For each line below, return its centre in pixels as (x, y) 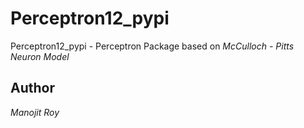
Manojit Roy (35, 112)
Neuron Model (40, 56)
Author (32, 88)
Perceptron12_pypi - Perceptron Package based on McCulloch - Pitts (152, 46)
